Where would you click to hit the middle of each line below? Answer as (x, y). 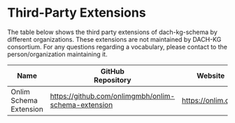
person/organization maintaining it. (57, 54)
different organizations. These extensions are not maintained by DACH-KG (114, 39)
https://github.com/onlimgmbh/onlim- (113, 96)
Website (211, 76)
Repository (113, 80)
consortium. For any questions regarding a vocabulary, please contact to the (117, 47)
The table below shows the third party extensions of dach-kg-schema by (113, 32)
